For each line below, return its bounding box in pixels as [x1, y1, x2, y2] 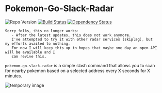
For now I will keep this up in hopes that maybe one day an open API [11, 45, 158, 50]
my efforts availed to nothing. [5, 41, 70, 46]
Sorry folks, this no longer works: [5, 28, 79, 33]
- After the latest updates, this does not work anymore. [11, 33, 131, 37]
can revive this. [11, 54, 47, 59]
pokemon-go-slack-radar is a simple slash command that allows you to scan [5, 62, 155, 68]
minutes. [5, 73, 23, 78]
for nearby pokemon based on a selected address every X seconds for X [5, 68, 150, 74]
